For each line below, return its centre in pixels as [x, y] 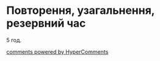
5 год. [14, 40]
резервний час [46, 23]
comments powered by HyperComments [57, 51]
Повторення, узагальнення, [81, 11]
